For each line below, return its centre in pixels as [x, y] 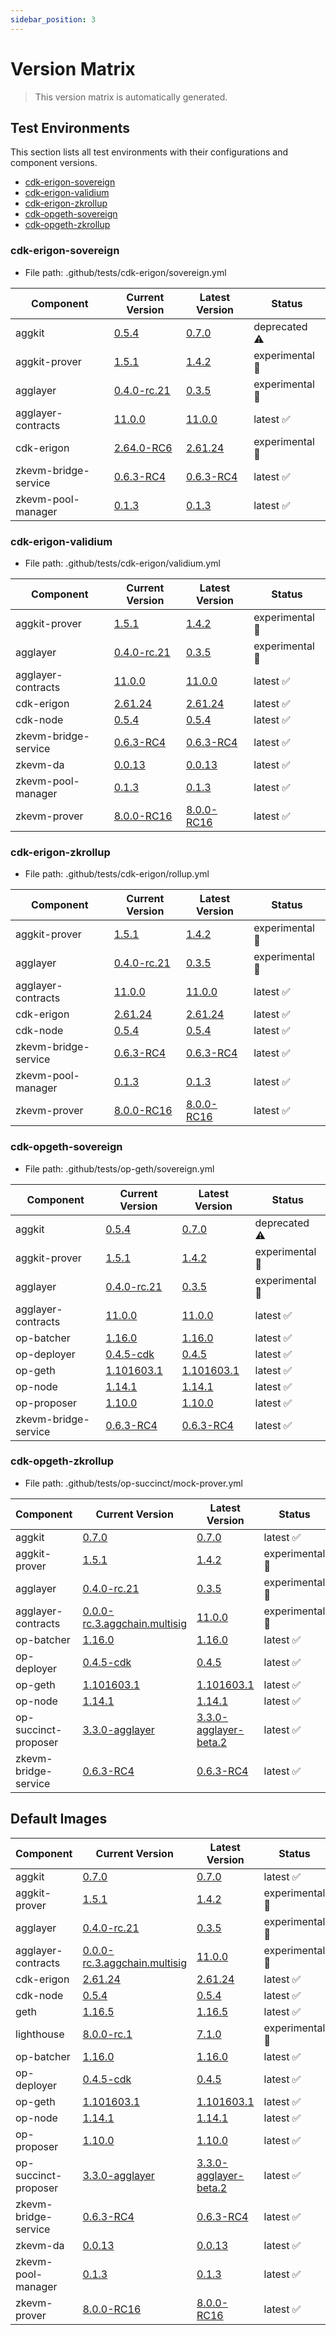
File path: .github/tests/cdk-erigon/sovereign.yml [125, 272]
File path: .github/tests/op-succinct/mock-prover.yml [133, 1483]
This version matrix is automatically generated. [131, 97]
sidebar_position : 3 [53, 19]
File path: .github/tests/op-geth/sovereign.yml [119, 1168]
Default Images [59, 1819]
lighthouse [40, 2034]
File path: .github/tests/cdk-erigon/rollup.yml [117, 874]
